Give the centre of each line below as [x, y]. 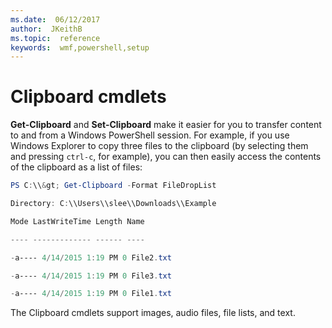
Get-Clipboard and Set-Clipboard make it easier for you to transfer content [166, 125]
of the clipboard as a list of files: [76, 167]
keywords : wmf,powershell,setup [80, 47]
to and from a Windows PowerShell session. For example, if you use [150, 135]
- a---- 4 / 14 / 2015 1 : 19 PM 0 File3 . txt [91, 276]
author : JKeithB [46, 29]
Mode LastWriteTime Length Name [77, 221]
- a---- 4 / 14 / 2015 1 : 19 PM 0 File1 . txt [91, 294]
